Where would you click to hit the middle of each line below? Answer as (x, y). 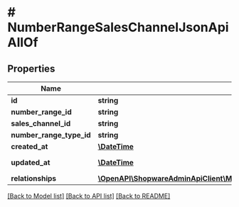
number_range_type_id (51, 135)
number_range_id (42, 112)
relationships (34, 178)
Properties (31, 68)
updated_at (31, 162)
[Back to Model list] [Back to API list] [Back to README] (89, 196)
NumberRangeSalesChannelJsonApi (118, 27)
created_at (30, 146)
